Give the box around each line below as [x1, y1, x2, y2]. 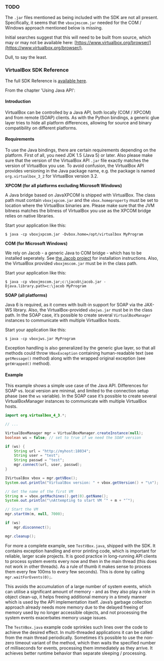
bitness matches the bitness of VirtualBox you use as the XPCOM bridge [5, 208, 151, 214]
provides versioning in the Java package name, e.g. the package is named [5, 168, 155, 173]
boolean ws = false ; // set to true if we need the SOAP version [5, 435, 141, 440]
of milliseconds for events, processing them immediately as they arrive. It [5, 645, 153, 651]
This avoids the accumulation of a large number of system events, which [5, 583, 152, 589]
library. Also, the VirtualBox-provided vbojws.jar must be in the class [13, 307, 153, 313]
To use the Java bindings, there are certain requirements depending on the [5, 147, 156, 153]
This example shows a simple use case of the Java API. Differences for [5, 383, 148, 389]
